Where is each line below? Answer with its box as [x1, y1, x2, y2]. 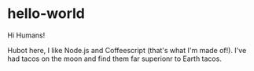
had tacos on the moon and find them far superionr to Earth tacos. [7, 54, 222, 63]
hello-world [7, 5, 86, 23]
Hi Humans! [7, 30, 46, 40]
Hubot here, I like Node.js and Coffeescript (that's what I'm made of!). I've [7, 45, 247, 55]
